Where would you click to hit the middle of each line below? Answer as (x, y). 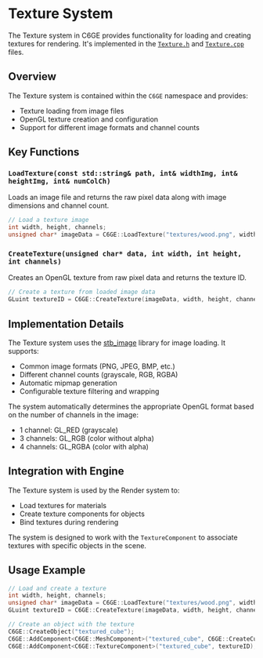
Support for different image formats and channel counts (109, 127)
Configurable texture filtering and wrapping (89, 391)
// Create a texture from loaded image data (82, 292)
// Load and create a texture (58, 588)
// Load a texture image (49, 220)
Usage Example (47, 571)
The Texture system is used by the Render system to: (94, 490)
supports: (23, 351)
